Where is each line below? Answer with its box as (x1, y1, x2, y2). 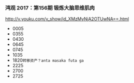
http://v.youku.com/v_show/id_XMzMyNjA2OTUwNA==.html (5, 16, 129, 22)
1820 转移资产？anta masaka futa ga (12, 57, 84, 63)
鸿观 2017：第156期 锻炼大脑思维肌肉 (5, 4, 95, 11)
